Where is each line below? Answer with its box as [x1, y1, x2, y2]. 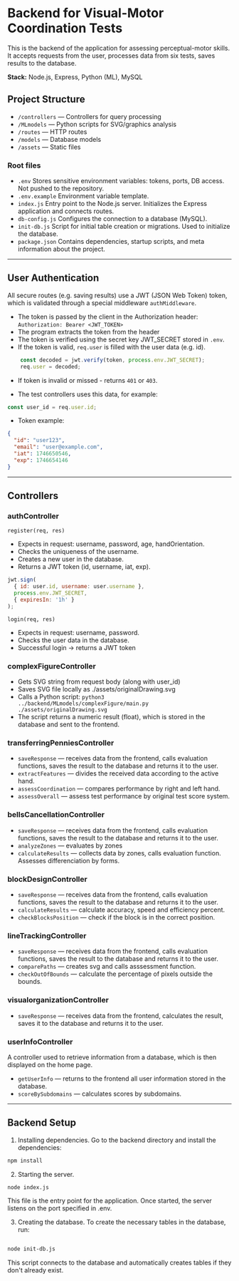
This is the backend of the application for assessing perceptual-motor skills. [7, 43, 230, 52]
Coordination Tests [7, 20, 123, 36]
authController [7, 511, 59, 521]
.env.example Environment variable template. [17, 192, 149, 200]
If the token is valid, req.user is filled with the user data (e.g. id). [17, 342, 206, 351]
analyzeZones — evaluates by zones [17, 841, 123, 850]
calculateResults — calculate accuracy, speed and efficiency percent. [17, 905, 225, 914]
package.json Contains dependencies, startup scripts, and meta [17, 237, 205, 246]
